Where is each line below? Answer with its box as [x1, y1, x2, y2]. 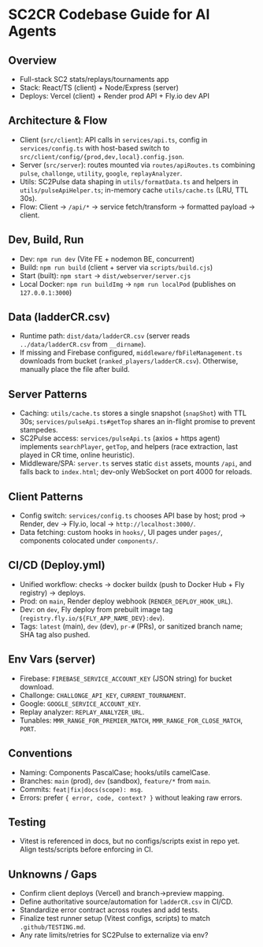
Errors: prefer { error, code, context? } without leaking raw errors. [19, 793, 243, 802]
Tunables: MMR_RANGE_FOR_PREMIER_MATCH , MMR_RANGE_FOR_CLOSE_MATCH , [19, 715, 243, 725]
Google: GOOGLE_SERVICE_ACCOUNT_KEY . [19, 699, 142, 708]
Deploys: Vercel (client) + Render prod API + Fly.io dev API [19, 91, 210, 100]
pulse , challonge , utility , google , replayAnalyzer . [19, 168, 183, 178]
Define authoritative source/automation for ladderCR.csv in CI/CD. [19, 897, 233, 907]
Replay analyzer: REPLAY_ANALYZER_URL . [19, 707, 145, 716]
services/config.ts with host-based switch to [19, 143, 170, 153]
